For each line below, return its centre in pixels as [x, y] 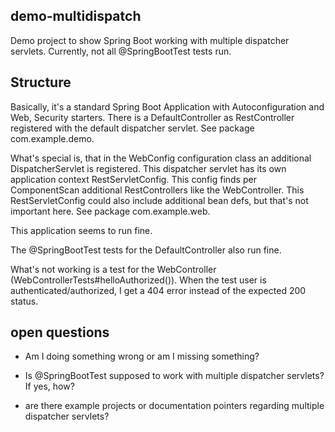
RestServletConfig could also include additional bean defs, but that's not [159, 200]
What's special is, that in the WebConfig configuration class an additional [161, 158]
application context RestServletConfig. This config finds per [133, 179]
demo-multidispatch [76, 16]
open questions [60, 332]
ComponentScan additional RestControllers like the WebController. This [157, 190]
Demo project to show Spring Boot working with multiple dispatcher [150, 40]
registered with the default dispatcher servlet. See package [132, 128]
